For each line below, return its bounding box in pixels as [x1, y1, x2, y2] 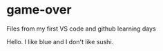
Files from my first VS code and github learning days [6, 24, 156, 33]
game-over [6, 2, 72, 18]
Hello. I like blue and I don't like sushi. [6, 37, 114, 46]
